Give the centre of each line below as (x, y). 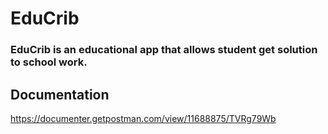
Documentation (60, 94)
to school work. (49, 62)
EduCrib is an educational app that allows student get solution (164, 50)
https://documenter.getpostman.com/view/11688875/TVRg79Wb (143, 118)
